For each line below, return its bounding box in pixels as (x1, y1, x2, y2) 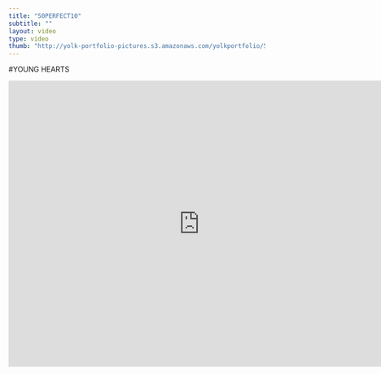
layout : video (8, 27, 57, 35)
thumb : (8, 42, 31, 50)
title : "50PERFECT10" (8, 11, 82, 20)
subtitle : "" (8, 20, 53, 28)
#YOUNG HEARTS (8, 64, 70, 74)
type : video (8, 34, 49, 43)
